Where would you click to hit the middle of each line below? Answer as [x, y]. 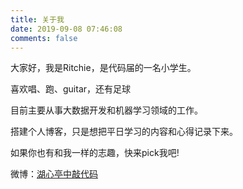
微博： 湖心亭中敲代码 [54, 174]
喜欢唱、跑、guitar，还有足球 [71, 89]
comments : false [44, 38]
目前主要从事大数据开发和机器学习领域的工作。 [106, 110]
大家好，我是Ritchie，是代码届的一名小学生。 [103, 68]
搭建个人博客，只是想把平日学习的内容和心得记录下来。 [124, 132]
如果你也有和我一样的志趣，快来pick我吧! [95, 153]
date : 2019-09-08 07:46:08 [66, 29]
